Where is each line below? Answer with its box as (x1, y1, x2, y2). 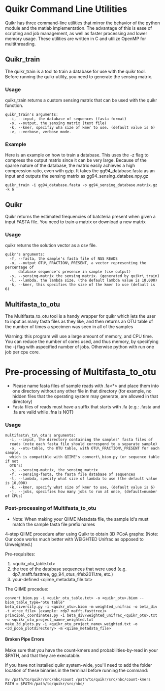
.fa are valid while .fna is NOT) (12, 409, 74, 415)
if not (5, 459, 19, 464)
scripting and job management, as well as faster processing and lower (5, 30, 148, 36)
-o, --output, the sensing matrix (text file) (9, 121, 107, 126)
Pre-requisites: (5, 551, 35, 557)
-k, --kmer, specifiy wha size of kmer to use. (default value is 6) (9, 125, 155, 130)
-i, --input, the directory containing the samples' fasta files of (9, 437, 153, 442)
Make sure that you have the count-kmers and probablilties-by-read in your (5, 647, 159, 653)
